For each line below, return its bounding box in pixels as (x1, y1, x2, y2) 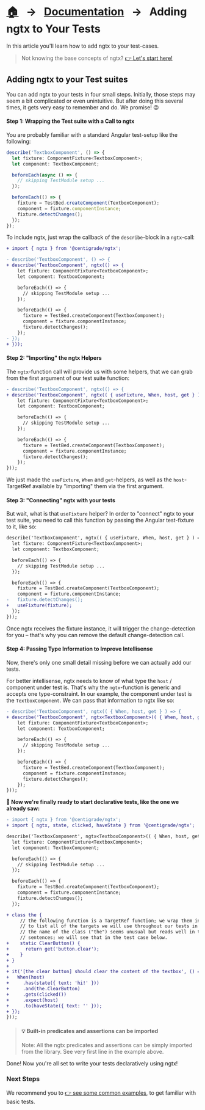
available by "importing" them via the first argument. (32, 483, 164, 490)
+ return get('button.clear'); (6, 946, 99, 952)
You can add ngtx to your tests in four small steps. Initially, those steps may (6, 90, 196, 98)
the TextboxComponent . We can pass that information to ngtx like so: (6, 696, 175, 704)
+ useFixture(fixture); (6, 602, 72, 608)
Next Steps (6, 1075, 40, 1083)
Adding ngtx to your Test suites (6, 75, 128, 85)
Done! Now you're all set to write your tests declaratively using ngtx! (6, 1059, 178, 1067)
